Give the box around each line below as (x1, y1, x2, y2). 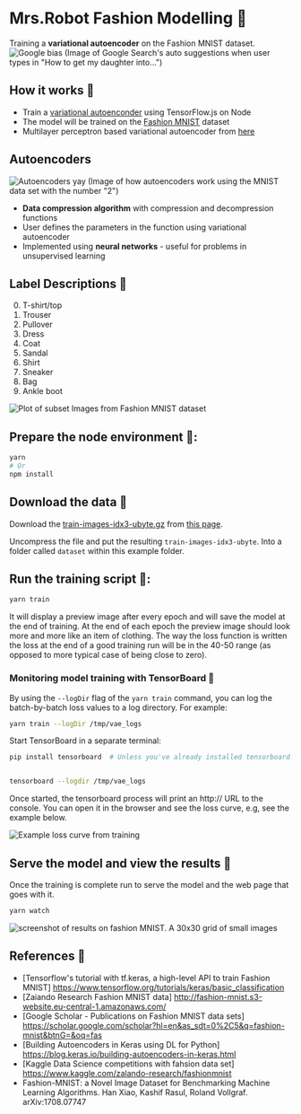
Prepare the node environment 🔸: (9, 429, 198, 444)
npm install (9, 469, 54, 478)
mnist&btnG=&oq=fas (21, 1030, 103, 1040)
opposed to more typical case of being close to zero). (9, 650, 208, 661)
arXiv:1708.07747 (21, 1096, 87, 1107)
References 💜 (9, 949, 86, 964)
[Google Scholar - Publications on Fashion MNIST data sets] (21, 1010, 245, 1022)
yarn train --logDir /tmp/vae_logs (9, 719, 142, 728)
